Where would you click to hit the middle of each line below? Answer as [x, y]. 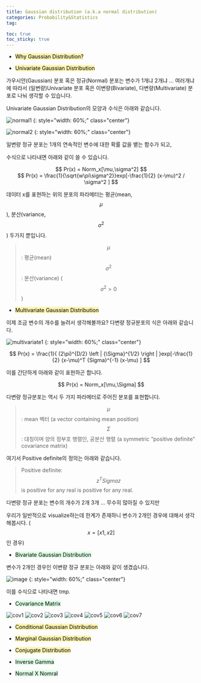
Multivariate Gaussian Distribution [57, 310]
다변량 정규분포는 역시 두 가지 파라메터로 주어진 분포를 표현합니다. [83, 397]
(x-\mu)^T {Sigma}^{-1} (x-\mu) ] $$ [106, 360]
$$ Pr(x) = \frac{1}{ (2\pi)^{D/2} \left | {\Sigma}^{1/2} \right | [83, 354]
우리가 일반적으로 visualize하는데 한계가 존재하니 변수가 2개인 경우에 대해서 [95, 515]
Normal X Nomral [36, 673]
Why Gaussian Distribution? [49, 57]
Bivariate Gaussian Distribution [53, 554]
